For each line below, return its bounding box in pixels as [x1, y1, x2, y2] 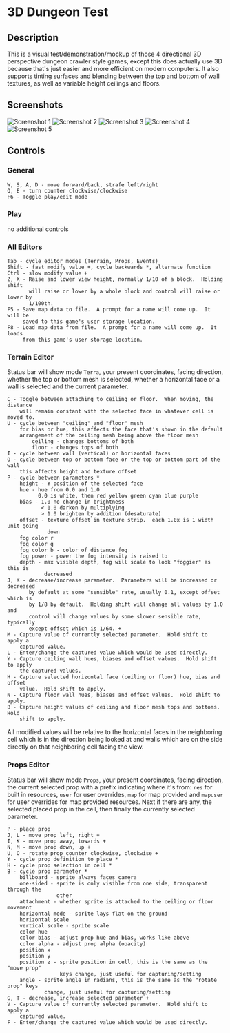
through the [7, 886, 41, 893]
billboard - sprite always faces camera [19, 874, 137, 880]
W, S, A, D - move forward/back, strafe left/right [7, 181, 158, 188]
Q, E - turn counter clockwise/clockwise [7, 187, 128, 194]
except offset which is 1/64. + [28, 625, 122, 632]
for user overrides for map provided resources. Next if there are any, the [7, 798, 212, 806]
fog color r [19, 535, 54, 542]
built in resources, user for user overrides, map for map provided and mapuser [7, 790, 224, 798]
